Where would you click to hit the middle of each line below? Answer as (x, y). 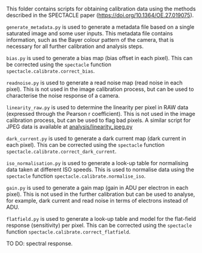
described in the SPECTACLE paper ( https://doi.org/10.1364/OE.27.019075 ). (100, 15)
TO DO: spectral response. (39, 243)
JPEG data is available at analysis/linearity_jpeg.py (69, 126)
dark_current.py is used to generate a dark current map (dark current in (96, 138)
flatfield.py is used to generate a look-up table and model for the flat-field (101, 219)
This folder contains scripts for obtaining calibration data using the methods (101, 9)
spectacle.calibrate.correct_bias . (51, 71)
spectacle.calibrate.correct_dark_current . (62, 151)
